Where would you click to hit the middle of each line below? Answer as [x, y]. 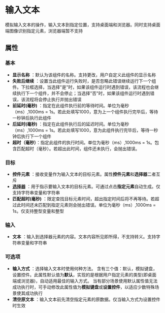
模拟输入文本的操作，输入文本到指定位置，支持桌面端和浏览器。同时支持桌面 [83, 25]
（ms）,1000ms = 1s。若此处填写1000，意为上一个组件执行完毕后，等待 [85, 112]
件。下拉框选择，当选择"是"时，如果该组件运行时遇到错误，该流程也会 [83, 87]
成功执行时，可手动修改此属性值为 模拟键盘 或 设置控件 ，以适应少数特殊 [83, 287]
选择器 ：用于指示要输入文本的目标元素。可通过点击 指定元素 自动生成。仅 [86, 186]
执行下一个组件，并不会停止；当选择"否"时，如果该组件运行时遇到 [83, 93]
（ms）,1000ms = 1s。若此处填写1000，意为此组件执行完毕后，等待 [81, 130]
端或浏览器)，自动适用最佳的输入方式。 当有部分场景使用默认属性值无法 [85, 281]
